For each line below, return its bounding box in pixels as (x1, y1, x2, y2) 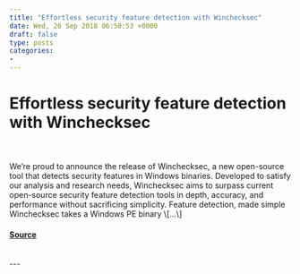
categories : (9, 47, 54, 56)
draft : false (9, 30, 58, 39)
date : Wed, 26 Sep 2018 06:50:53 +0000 (9, 21, 159, 30)
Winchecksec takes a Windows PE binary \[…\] (9, 208, 183, 219)
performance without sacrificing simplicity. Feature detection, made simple (9, 199, 286, 210)
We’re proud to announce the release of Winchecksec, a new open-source (9, 160, 285, 171)
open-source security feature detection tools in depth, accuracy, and (9, 189, 264, 200)
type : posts (9, 38, 54, 47)
